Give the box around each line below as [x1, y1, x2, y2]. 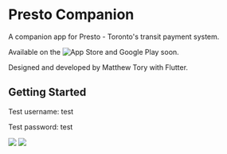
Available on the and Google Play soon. [8, 47, 179, 56]
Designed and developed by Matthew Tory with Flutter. [8, 62, 189, 72]
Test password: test [8, 121, 73, 132]
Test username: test [8, 106, 74, 116]
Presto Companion [8, 6, 135, 24]
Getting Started [8, 86, 87, 99]
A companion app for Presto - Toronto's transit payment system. [8, 32, 220, 41]
